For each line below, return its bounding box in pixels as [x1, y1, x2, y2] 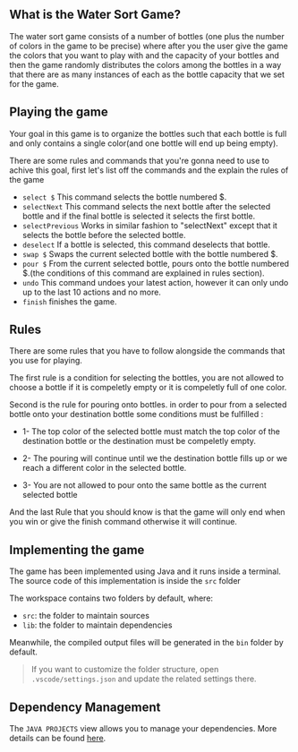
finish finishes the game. [21, 295, 117, 307]
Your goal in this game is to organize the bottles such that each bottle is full [9, 128, 287, 139]
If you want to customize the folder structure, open [30, 664, 219, 675]
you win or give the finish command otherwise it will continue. [9, 517, 237, 527]
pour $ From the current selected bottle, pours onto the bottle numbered [21, 258, 289, 269]
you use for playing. [9, 355, 83, 366]
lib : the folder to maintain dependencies [21, 620, 173, 630]
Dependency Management [9, 699, 161, 714]
